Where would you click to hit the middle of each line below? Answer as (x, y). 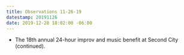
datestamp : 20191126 (32, 17)
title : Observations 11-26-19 (44, 12)
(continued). (30, 46)
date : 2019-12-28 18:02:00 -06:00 (49, 23)
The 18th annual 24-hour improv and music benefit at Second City (96, 40)
